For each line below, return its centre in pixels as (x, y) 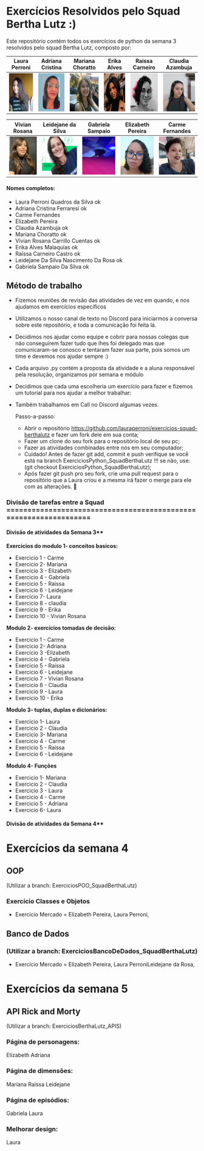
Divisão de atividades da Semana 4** (55, 824)
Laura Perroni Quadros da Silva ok (58, 202)
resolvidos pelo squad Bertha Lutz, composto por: (69, 48)
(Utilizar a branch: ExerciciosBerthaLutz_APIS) (64, 1026)
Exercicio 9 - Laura (39, 691)
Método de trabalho (44, 286)
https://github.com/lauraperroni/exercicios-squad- (134, 429)
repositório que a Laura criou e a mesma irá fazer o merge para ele (108, 480)
